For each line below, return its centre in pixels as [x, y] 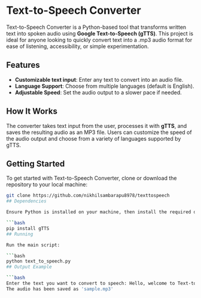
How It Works [32, 111]
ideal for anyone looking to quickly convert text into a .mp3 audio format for [99, 40]
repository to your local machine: [47, 184]
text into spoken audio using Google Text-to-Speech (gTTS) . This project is [100, 33]
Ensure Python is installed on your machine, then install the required [99, 212]
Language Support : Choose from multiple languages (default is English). [104, 86]
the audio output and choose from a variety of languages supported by [94, 138]
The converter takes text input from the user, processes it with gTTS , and [97, 126]
